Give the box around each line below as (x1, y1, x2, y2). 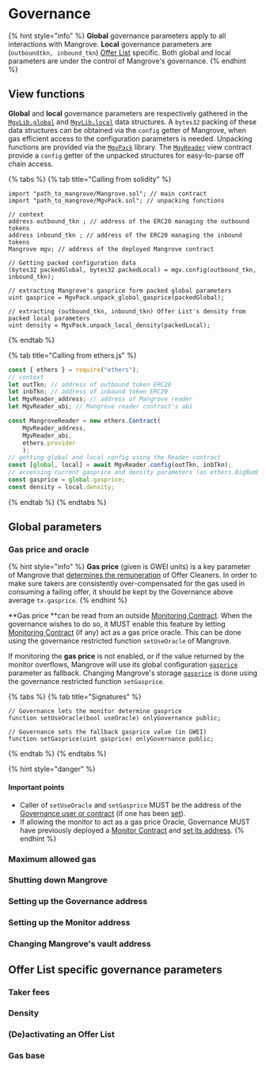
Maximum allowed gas (8, 853, 97, 864)
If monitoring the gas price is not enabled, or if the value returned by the (8, 651, 245, 661)
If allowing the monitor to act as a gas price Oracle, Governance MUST (19, 817, 251, 826)
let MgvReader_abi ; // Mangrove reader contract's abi (8, 403, 193, 411)
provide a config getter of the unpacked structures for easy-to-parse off (8, 150, 245, 160)
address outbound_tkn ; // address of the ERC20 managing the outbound (8, 217, 249, 226)
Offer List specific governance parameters (8, 963, 223, 976)
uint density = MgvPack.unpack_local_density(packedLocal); (8, 321, 211, 329)
